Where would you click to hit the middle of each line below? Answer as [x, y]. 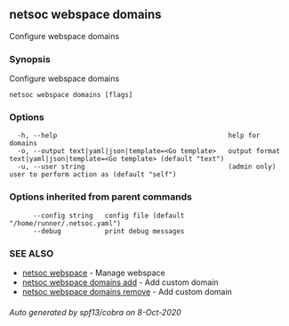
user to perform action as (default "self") [93, 175]
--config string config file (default [108, 216]
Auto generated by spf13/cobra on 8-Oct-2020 [96, 312]
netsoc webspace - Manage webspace [94, 273]
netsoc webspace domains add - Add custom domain [120, 282]
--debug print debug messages [108, 231]
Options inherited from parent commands [101, 197]
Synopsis [30, 59]
